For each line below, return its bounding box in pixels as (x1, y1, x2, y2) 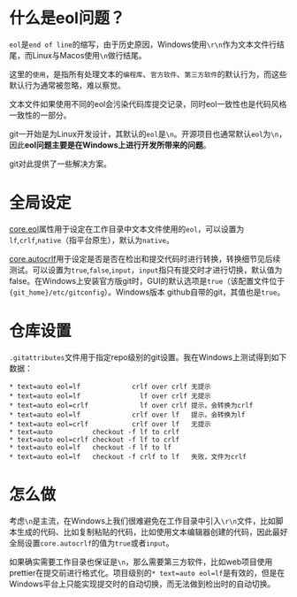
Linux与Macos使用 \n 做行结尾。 (32, 50, 148, 60)
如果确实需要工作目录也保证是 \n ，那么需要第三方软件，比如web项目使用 (9, 556, 273, 567)
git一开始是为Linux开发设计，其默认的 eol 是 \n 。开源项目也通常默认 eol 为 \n (9, 128, 279, 139)
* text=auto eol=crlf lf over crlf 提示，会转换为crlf (9, 401, 254, 409)
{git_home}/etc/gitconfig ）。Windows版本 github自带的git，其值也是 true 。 (9, 287, 286, 297)
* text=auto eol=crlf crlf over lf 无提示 (9, 419, 211, 429)
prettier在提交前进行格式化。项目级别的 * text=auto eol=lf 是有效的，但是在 (9, 567, 286, 578)
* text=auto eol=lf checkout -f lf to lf (9, 443, 172, 452)
